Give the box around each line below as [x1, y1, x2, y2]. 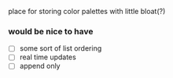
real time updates [19, 52, 76, 62]
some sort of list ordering [19, 44, 102, 53]
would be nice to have [8, 26, 94, 37]
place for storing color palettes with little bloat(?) [8, 7, 166, 16]
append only [19, 62, 61, 71]
